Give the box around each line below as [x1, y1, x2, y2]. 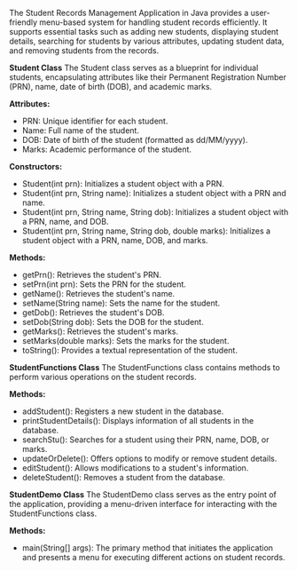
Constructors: [9, 162, 63, 171]
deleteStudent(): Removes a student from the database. [21, 472, 226, 482]
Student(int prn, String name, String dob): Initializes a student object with [21, 207, 289, 217]
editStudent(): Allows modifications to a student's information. [21, 463, 249, 473]
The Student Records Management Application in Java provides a [9, 8, 249, 18]
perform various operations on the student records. [9, 372, 197, 382]
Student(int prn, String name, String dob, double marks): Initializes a [21, 226, 271, 236]
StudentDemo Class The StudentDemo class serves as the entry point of [9, 489, 277, 500]
